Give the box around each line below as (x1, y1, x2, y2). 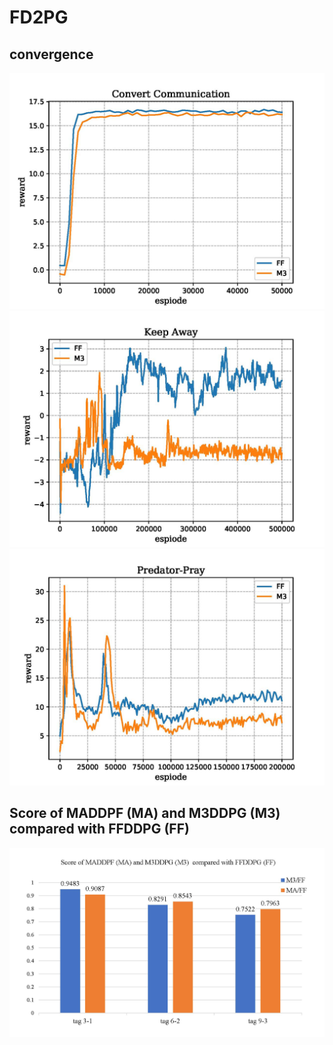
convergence (9, 46, 94, 63)
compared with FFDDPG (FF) (9, 821, 190, 838)
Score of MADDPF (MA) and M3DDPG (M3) (9, 805, 281, 822)
